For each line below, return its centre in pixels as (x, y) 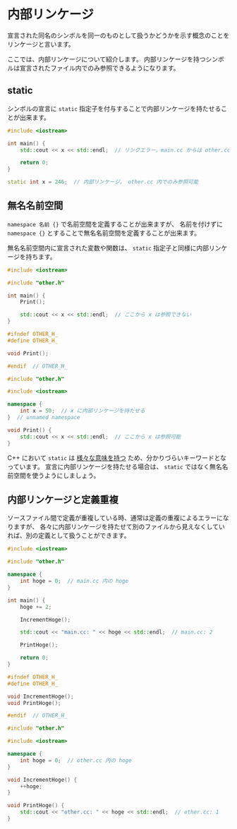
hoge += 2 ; (36, 607)
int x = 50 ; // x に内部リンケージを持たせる (83, 411)
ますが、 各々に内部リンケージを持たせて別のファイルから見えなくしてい (119, 527)
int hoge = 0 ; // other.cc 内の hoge (76, 760)
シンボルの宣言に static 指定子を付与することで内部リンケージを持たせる (114, 108)
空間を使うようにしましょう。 (56, 475)
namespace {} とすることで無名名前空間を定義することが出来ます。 (104, 233)
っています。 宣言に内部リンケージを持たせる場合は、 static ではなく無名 (115, 466)
